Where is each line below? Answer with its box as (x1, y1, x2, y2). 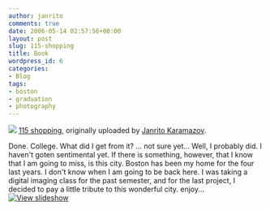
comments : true (8, 19, 60, 28)
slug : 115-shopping (8, 42, 75, 50)
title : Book (8, 49, 49, 58)
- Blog (8, 72, 31, 80)
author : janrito (8, 11, 63, 20)
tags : (8, 79, 27, 88)
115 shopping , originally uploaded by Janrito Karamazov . (18, 126, 207, 135)
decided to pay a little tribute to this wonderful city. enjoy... (8, 184, 205, 195)
